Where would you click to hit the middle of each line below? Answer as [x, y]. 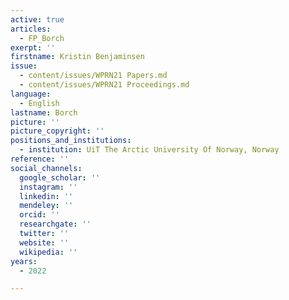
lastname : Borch [44, 112]
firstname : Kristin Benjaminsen [77, 57]
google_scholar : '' [60, 177]
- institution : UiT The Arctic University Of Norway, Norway [149, 150]
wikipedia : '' [48, 252]
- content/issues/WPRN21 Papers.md [93, 76]
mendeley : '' [46, 206]
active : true [37, 19]
